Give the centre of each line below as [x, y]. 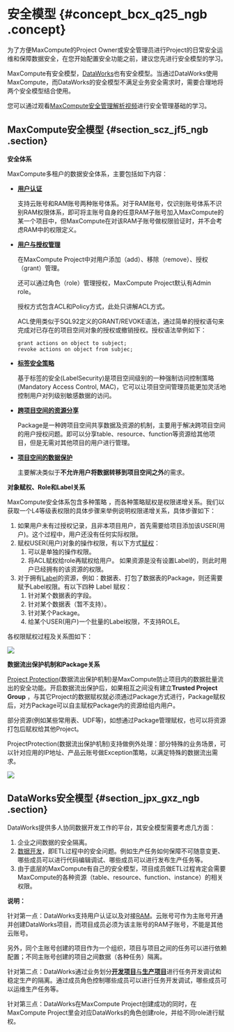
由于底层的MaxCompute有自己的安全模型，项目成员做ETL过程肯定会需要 [122, 868]
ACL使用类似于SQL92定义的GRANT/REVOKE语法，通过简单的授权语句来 [121, 321]
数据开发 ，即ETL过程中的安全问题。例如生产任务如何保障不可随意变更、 [120, 851]
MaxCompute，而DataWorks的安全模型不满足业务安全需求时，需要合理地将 [116, 82]
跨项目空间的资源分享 [48, 410]
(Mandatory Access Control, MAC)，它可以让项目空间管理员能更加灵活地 [122, 386]
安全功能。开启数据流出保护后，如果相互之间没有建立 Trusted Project [118, 688]
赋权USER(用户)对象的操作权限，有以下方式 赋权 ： [88, 543]
